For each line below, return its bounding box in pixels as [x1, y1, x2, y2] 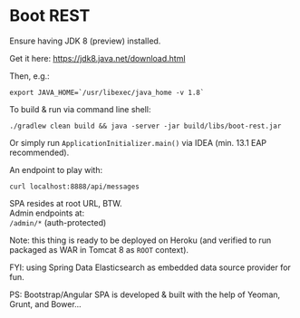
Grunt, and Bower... [9, 298, 82, 309]
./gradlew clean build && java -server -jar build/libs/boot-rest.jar [9, 121, 282, 130]
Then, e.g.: [9, 70, 50, 82]
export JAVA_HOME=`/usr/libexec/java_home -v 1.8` [9, 88, 205, 97]
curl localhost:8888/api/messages [9, 182, 140, 191]
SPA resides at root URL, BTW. [9, 198, 122, 208]
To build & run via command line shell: [9, 103, 151, 114]
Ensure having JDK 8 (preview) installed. [9, 35, 161, 46]
